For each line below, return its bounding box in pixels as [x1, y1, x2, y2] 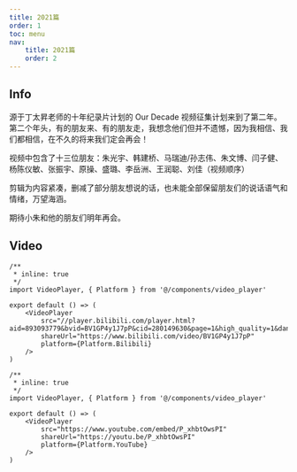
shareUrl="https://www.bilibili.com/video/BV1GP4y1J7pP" [41, 331, 255, 341]
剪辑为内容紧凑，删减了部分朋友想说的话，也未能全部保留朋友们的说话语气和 [9, 182, 288, 193]
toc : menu [9, 29, 46, 38]
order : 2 [25, 54, 57, 63]
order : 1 [9, 21, 42, 30]
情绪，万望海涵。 [9, 193, 72, 204]
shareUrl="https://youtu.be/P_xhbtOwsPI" [41, 432, 196, 441]
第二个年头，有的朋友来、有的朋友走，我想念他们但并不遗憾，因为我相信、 [9, 122, 280, 133]
